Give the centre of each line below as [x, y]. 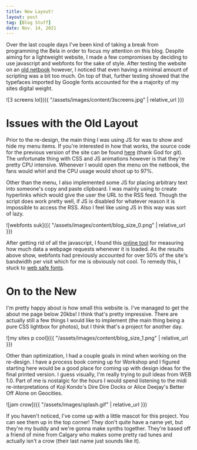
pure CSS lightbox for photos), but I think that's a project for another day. [95, 326]
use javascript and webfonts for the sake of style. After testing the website [96, 64]
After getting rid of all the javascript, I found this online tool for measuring [95, 243]
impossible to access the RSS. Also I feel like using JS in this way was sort [96, 208]
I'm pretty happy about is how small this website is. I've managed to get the [98, 308]
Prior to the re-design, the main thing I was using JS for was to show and [94, 140]
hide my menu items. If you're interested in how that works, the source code [98, 146]
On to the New [41, 291]
